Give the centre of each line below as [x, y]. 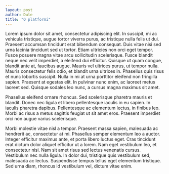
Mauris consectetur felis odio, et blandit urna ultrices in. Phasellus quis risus [85, 71]
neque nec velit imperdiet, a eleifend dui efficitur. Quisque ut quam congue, [84, 61]
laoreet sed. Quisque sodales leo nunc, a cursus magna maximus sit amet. [83, 88]
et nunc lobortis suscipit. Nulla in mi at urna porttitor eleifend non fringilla [81, 77]
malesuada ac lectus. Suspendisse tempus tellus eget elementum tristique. [83, 161]
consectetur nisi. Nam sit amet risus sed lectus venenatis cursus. [73, 150]
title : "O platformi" [28, 19]
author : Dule [19, 15]
